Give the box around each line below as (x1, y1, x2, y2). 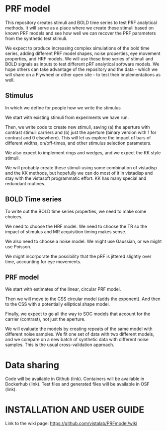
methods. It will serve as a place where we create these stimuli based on (5, 24, 154, 30)
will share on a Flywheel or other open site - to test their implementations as (5, 71, 161, 77)
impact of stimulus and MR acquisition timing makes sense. (5, 228, 127, 235)
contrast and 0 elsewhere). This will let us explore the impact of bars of (5, 134, 151, 140)
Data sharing (5, 359, 60, 371)
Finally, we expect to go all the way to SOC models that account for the (5, 311, 151, 317)
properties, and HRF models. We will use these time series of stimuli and (5, 55, 154, 61)
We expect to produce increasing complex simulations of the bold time (5, 45, 150, 51)
